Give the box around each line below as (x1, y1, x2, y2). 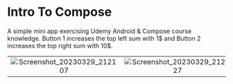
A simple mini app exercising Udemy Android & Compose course (7, 27, 192, 35)
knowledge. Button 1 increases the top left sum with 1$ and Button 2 (7, 34, 201, 42)
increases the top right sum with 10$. (7, 41, 113, 50)
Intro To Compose (7, 4, 112, 20)
